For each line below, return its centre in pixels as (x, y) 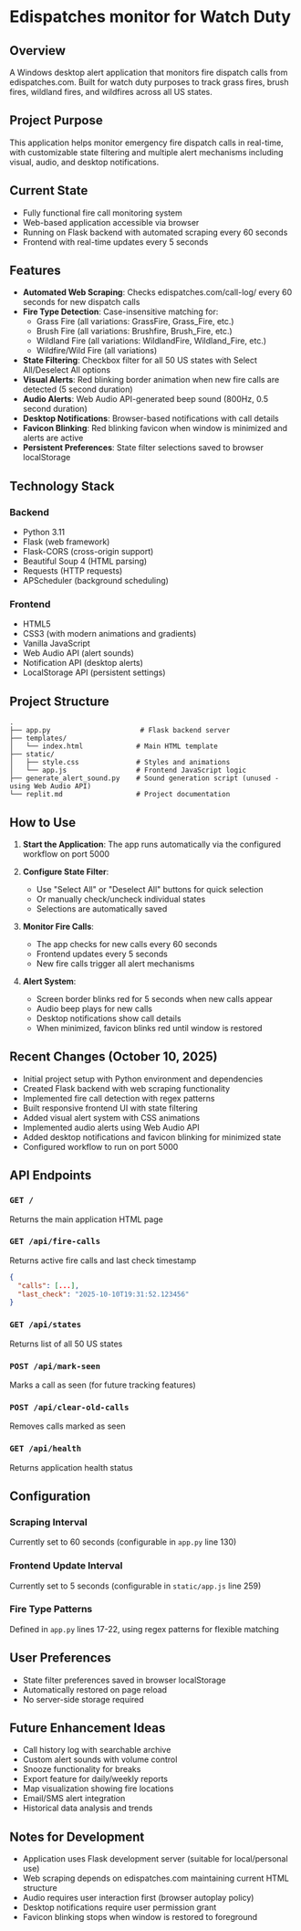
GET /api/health (46, 1449)
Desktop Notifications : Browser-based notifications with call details (151, 418)
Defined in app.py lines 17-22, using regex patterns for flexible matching (145, 1629)
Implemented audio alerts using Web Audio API (111, 1127)
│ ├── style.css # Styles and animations (120, 763)
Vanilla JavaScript (57, 644)
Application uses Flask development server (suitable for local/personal (156, 1859)
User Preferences (60, 1658)
